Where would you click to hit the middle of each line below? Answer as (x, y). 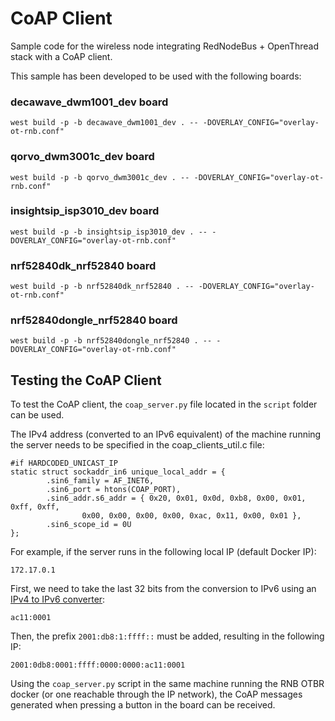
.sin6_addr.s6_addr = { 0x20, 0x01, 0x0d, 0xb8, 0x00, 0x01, (176, 498)
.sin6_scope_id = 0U (89, 525)
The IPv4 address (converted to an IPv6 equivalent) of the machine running (166, 434)
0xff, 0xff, (35, 507)
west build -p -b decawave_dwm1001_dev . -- (104, 123)
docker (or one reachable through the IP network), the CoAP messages (156, 694)
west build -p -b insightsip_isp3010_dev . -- (109, 232)
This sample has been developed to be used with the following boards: (156, 76)
